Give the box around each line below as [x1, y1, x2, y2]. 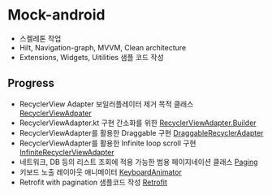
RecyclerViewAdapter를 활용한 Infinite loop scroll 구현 [19, 138, 196, 148]
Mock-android [7, 6, 106, 24]
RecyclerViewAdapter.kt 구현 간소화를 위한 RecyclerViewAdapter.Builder [19, 118, 257, 128]
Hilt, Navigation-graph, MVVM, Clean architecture [19, 42, 187, 52]
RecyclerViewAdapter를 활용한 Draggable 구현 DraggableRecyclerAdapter [19, 128, 264, 137]
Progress [7, 76, 54, 90]
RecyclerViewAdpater [19, 108, 93, 118]
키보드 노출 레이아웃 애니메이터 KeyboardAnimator [19, 167, 182, 176]
